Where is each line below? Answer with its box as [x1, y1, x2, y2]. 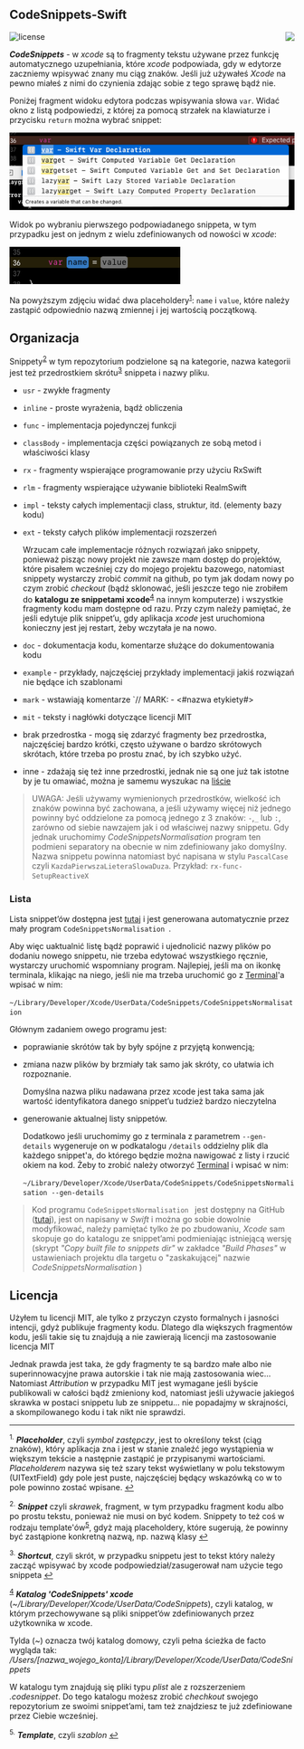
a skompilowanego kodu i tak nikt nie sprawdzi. [9, 1406, 186, 1417]
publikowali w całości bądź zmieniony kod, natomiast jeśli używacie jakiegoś [9, 1387, 295, 1398]
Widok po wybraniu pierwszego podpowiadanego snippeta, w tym [9, 219, 257, 230]
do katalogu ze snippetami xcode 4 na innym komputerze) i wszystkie [22, 592, 283, 604]
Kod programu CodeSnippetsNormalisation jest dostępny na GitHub [31, 1203, 285, 1215]
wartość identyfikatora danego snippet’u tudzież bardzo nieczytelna [22, 1095, 277, 1107]
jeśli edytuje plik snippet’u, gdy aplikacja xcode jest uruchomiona [22, 613, 265, 623]
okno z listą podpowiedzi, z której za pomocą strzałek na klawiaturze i [9, 104, 271, 116]
